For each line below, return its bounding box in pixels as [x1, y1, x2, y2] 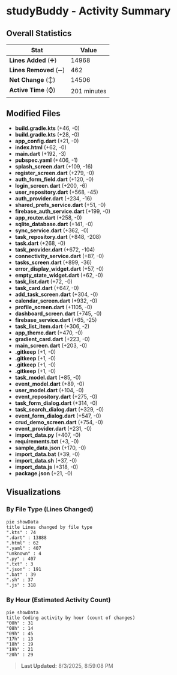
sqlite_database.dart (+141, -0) [14, 220, 94, 227]
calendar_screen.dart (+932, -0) [14, 297, 98, 304]
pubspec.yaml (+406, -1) [14, 156, 78, 164]
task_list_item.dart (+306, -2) [14, 322, 90, 330]
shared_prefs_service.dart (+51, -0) [14, 201, 106, 208]
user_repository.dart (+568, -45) [14, 188, 98, 196]
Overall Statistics [6, 28, 72, 39]
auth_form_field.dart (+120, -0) [14, 176, 94, 183]
